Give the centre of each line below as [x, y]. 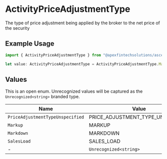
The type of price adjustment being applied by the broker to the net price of [83, 23]
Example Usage [30, 44]
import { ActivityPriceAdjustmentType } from [53, 55]
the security [17, 28]
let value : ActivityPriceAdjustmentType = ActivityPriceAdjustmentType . [82, 64]
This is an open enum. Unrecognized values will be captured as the [74, 91]
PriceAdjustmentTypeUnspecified [46, 117]
